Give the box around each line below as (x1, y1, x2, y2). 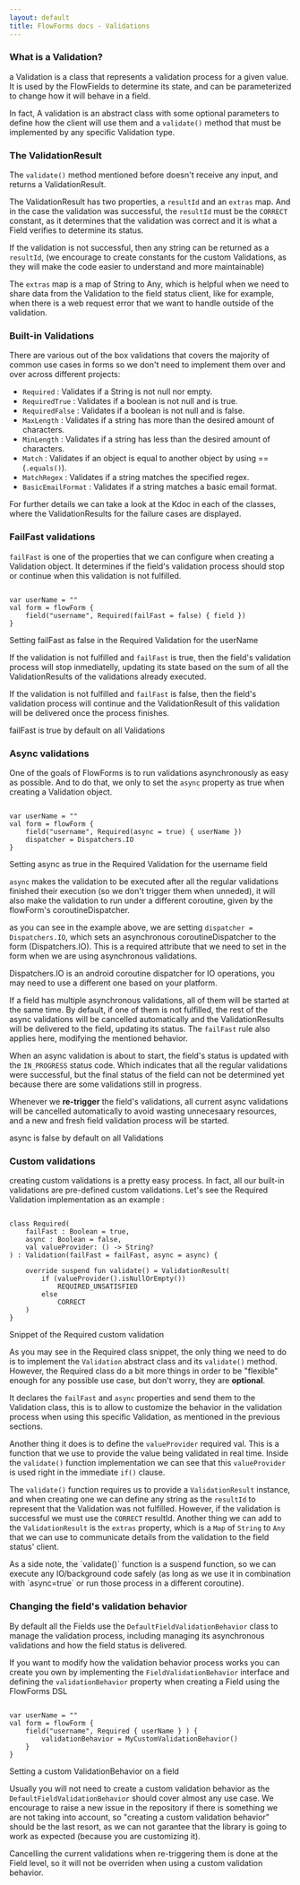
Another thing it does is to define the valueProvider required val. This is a (9, 1439, 279, 1450)
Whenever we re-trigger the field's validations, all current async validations (9, 1096, 288, 1106)
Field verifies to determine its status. (9, 225, 144, 236)
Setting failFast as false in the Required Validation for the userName (9, 634, 259, 645)
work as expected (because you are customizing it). (9, 1830, 201, 1841)
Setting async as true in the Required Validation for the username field (9, 858, 269, 869)
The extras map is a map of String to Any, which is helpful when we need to (9, 279, 289, 289)
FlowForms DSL (9, 1685, 68, 1696)
